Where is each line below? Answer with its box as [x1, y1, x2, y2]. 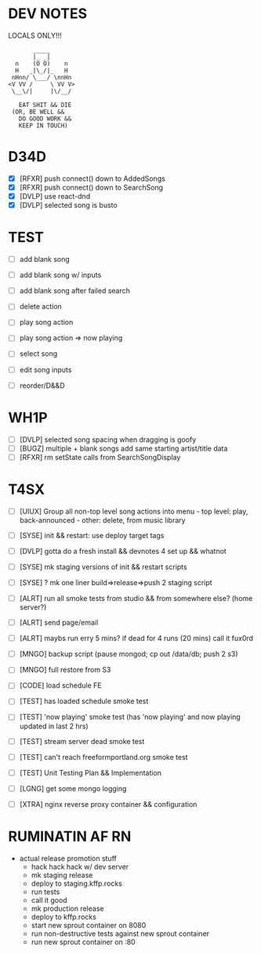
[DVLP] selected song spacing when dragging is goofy [19, 434, 197, 444]
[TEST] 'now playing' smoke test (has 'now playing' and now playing [19, 713, 241, 722]
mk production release [31, 904, 104, 913]
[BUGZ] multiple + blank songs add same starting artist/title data [19, 444, 228, 453]
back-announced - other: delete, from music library [19, 515, 186, 525]
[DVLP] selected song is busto [19, 201, 118, 210]
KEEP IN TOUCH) [18, 121, 68, 130]
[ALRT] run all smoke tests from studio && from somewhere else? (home [19, 594, 253, 602]
